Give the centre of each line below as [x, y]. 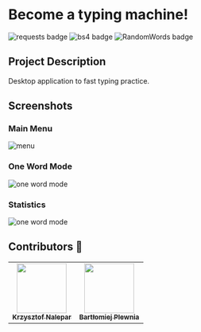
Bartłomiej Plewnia [109, 317]
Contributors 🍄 [46, 247]
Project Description [57, 62]
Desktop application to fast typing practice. [79, 80]
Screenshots [41, 106]
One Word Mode [41, 166]
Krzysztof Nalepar [42, 317]
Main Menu [31, 129]
